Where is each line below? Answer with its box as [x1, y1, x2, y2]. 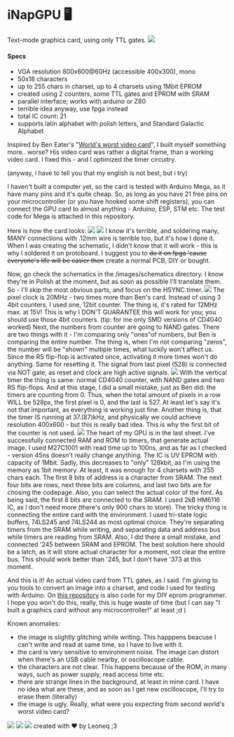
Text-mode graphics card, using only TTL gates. [7, 36, 146, 44]
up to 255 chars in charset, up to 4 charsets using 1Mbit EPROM [17, 83, 202, 91]
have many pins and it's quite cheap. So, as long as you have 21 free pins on [7, 190, 228, 198]
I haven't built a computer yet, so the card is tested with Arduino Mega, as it [7, 183, 226, 191]
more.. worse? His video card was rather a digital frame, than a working [7, 148, 214, 156]
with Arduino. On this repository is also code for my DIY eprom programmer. [7, 591, 227, 600]
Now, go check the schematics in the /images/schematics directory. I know [7, 270, 224, 279]
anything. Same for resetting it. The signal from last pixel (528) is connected [7, 360, 227, 369]
